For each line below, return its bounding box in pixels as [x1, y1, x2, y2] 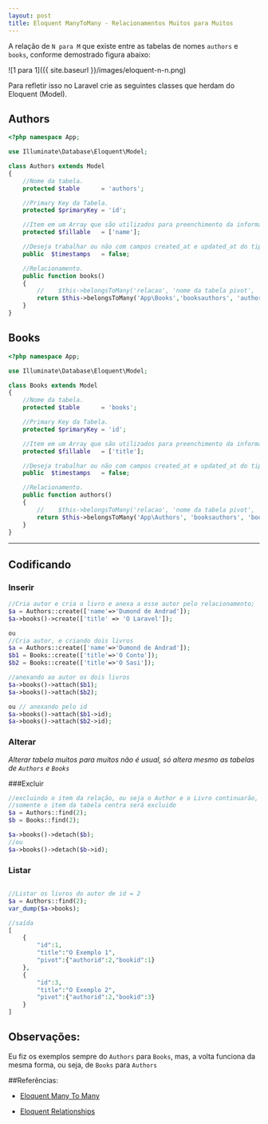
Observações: [8, 1030, 81, 1044]
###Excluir [8, 779, 44, 788]
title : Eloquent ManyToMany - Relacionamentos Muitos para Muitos [8, 19, 234, 27]
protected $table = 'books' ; [22, 404, 137, 412]
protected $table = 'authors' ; [22, 185, 145, 193]
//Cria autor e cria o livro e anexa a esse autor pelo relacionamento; [8, 600, 255, 608]
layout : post [8, 11, 52, 20]
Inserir [8, 581, 34, 592]
